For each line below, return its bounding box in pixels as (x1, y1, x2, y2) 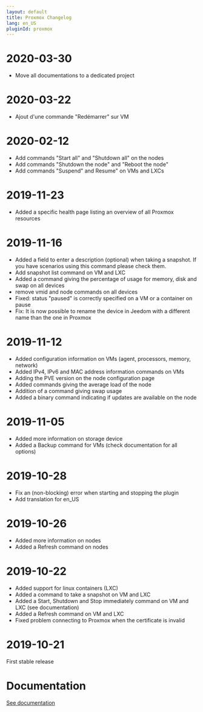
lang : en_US (6, 20, 36, 26)
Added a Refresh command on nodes (15, 543, 108, 550)
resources (15, 215, 41, 222)
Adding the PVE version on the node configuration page (15, 374, 155, 381)
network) (15, 361, 38, 369)
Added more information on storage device (15, 435, 123, 442)
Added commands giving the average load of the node (15, 381, 151, 388)
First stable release (6, 658, 55, 665)
